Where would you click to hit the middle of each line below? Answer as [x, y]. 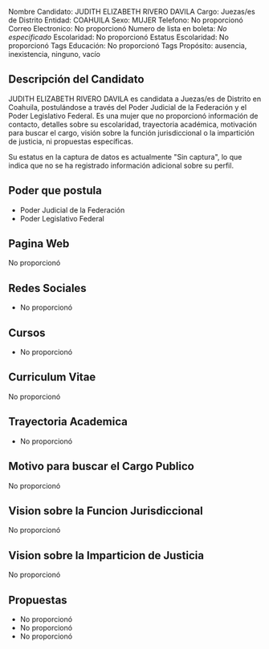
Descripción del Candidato [76, 79]
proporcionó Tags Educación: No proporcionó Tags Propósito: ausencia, [128, 46]
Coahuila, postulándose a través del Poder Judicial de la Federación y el [128, 107]
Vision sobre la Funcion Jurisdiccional [106, 511]
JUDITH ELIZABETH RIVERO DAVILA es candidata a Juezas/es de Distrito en [135, 99]
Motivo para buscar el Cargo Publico [101, 466]
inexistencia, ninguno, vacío [54, 54]
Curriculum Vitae [52, 377]
